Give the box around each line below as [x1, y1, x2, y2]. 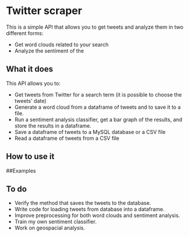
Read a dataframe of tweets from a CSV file [14, 135, 120, 142]
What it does [6, 64, 54, 74]
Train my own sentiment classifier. [14, 218, 97, 225]
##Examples [6, 167, 36, 174]
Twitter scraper [6, 4, 83, 18]
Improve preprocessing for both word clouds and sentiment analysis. [14, 212, 180, 219]
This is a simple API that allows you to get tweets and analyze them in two [6, 23, 184, 30]
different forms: [6, 29, 44, 36]
